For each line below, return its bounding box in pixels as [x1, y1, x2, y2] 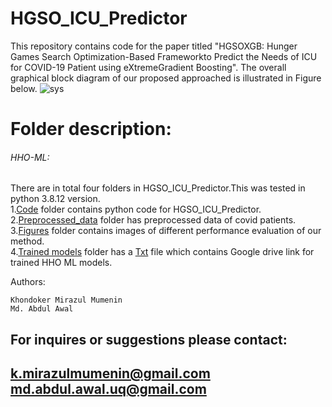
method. [10, 235, 45, 247]
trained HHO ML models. [10, 257, 113, 269]
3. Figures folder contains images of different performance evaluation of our [10, 225, 322, 237]
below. [10, 82, 38, 94]
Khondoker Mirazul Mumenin [10, 295, 123, 306]
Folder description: [10, 118, 172, 141]
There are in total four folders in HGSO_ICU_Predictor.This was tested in [10, 182, 306, 194]
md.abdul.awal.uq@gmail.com [10, 381, 207, 398]
